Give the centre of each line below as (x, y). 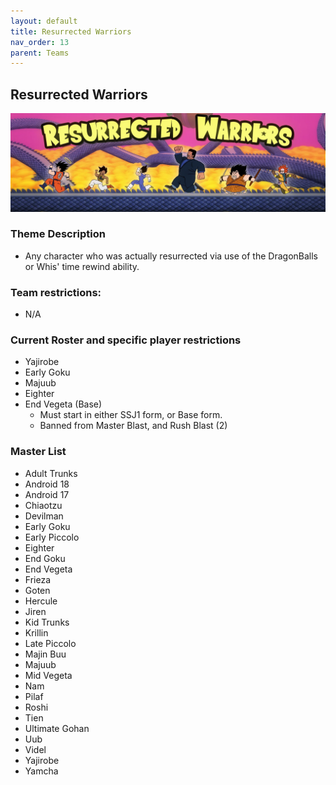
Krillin (36, 632)
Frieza (37, 579)
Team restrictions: (56, 292)
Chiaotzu (43, 505)
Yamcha (41, 771)
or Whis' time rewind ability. (82, 266)
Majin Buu (45, 654)
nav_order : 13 (40, 42)
